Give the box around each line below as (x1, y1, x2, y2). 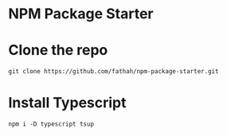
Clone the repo (8, 41, 108, 60)
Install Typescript (8, 94, 127, 112)
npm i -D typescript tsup (8, 120, 94, 128)
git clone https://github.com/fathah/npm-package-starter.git (8, 68, 219, 76)
